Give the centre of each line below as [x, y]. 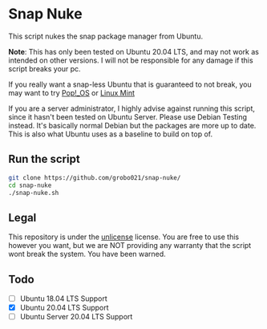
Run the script [44, 159]
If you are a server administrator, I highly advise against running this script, [131, 108]
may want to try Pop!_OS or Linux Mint [71, 92]
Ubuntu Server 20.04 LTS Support [76, 317]
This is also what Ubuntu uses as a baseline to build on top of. [111, 134]
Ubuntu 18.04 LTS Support [64, 299]
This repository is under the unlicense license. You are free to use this [123, 237]
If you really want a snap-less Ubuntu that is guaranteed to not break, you [130, 84]
